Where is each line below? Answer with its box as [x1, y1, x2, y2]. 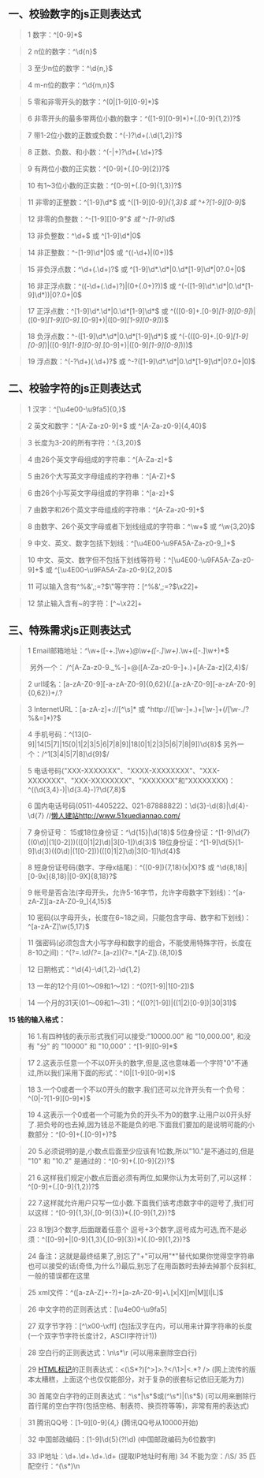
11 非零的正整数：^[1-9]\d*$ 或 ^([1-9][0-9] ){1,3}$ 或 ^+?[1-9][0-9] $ [27, 197, 247, 207]
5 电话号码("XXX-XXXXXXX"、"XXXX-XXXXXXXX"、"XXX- [27, 766, 221, 776]
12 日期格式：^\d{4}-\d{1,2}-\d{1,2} [27, 965, 141, 974]
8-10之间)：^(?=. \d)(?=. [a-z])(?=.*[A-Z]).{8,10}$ [27, 948, 183, 958]
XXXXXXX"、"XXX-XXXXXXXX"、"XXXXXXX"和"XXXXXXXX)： [27, 776, 236, 786]
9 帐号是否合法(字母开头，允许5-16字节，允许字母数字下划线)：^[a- [27, 888, 246, 897]
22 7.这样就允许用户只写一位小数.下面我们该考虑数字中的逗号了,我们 [27, 1198, 248, 1208]
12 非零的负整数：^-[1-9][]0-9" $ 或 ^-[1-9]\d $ [27, 214, 176, 223]
